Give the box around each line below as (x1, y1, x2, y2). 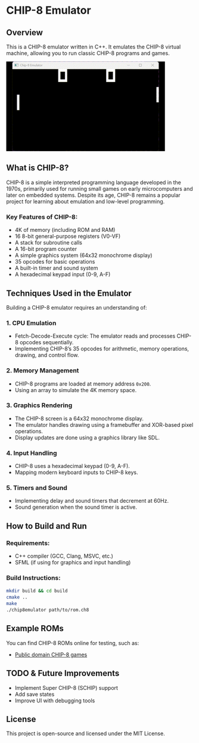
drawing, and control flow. (14, 351, 79, 359)
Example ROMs (6, 623, 64, 634)
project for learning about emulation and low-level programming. (6, 198, 165, 205)
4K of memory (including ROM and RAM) (14, 227, 116, 234)
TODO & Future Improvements (6, 668, 120, 678)
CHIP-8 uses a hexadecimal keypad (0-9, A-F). (14, 463, 130, 470)
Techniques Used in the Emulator (6, 288, 132, 298)
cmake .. (6, 594, 28, 601)
